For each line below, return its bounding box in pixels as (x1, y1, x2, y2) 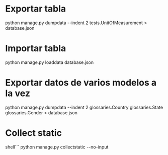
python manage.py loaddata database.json (5, 59, 94, 65)
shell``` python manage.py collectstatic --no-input (5, 144, 109, 150)
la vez (5, 88, 30, 99)
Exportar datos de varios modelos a (5, 77, 157, 89)
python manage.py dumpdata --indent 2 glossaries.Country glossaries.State (5, 104, 163, 110)
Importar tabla (5, 43, 66, 54)
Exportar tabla (5, 3, 66, 15)
